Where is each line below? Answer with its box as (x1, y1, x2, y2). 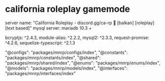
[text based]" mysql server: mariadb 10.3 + (5, 25, 92, 31)
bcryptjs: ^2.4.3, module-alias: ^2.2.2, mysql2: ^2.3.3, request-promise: (5, 35, 149, 40)
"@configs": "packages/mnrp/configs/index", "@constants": (5, 49, 128, 55)
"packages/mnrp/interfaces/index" (5, 70, 76, 76)
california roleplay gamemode (5, 3, 131, 15)
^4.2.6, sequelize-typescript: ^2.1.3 (5, 40, 75, 45)
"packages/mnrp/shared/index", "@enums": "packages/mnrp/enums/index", (5, 60, 161, 66)
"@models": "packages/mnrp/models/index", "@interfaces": (5, 65, 128, 71)
